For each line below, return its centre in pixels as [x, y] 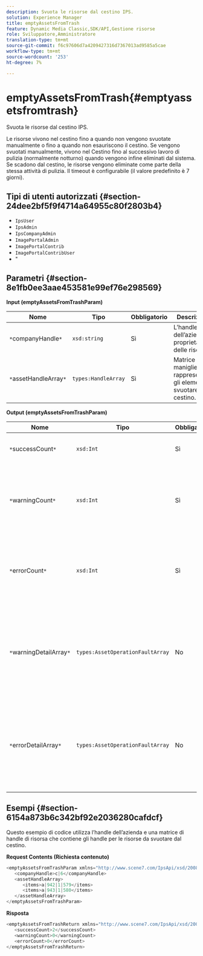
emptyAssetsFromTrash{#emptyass [99, 98]
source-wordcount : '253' [37, 57]
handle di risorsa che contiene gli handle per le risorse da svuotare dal [94, 839]
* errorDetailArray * [35, 746]
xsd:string [88, 339]
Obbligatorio [149, 317]
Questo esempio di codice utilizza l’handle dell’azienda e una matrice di [95, 832]
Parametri [25, 278]
